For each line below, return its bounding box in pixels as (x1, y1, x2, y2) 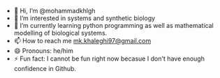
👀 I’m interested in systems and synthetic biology (13, 14, 156, 22)
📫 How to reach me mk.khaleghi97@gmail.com (13, 37, 152, 45)
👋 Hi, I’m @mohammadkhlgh (13, 7, 96, 15)
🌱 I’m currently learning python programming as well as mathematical (13, 22, 214, 29)
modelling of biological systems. (13, 29, 108, 37)
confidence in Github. (13, 65, 77, 72)
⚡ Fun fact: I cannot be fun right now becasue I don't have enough (13, 54, 205, 63)
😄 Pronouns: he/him (13, 47, 73, 55)
